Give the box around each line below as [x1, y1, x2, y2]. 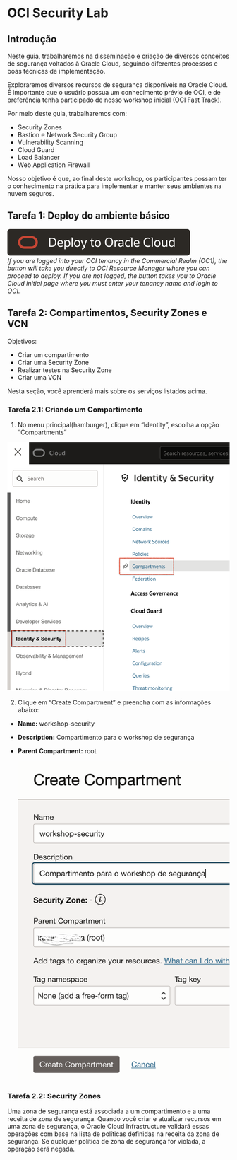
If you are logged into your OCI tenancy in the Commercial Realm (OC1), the [7, 256, 228, 265]
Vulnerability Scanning [17, 138, 83, 146]
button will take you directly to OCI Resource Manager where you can [7, 264, 210, 272]
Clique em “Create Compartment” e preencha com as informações [17, 698, 212, 707]
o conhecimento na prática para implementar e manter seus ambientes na [7, 182, 222, 190]
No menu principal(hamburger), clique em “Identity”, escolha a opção [17, 420, 220, 429]
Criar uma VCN [17, 373, 62, 381]
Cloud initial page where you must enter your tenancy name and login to [7, 279, 219, 287]
